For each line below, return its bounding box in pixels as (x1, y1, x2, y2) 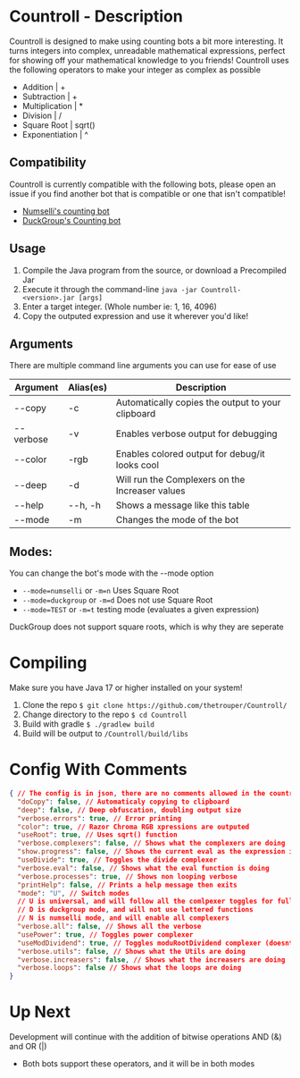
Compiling (9, 653, 87, 673)
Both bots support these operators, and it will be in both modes (21, 1058, 255, 1069)
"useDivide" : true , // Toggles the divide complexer (17, 855, 218, 864)
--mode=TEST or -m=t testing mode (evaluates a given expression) (21, 604, 260, 615)
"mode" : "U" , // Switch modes (17, 889, 129, 897)
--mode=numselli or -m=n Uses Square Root (21, 585, 179, 596)
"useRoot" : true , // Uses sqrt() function (17, 830, 178, 839)
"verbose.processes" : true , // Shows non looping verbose (17, 872, 238, 881)
